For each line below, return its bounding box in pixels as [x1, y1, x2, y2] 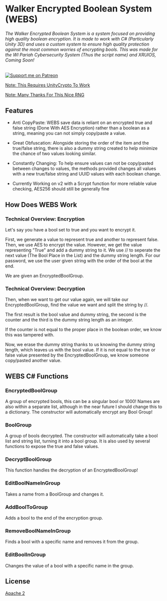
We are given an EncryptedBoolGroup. [5, 272, 84, 278]
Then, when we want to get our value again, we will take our [5, 296, 129, 302]
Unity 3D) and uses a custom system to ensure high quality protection [5, 41, 150, 47]
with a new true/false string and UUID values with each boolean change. [12, 171, 161, 177]
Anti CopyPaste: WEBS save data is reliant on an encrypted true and [12, 119, 153, 125]
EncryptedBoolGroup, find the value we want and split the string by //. [5, 302, 149, 308]
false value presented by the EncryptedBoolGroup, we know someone [5, 352, 149, 358]
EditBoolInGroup [5, 551, 46, 558]
